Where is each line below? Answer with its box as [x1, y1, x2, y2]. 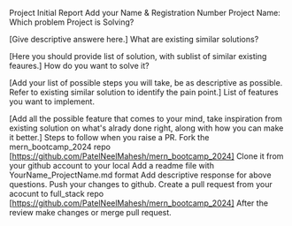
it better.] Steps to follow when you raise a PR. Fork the [9, 132, 210, 142]
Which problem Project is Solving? [9, 17, 134, 27]
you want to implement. [9, 96, 96, 107]
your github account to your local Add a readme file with [9, 161, 215, 170]
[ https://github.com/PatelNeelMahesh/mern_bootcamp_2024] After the [9, 198, 268, 208]
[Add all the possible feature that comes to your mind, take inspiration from [9, 114, 283, 124]
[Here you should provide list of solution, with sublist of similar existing [9, 51, 267, 61]
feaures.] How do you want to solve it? [9, 61, 150, 71]
